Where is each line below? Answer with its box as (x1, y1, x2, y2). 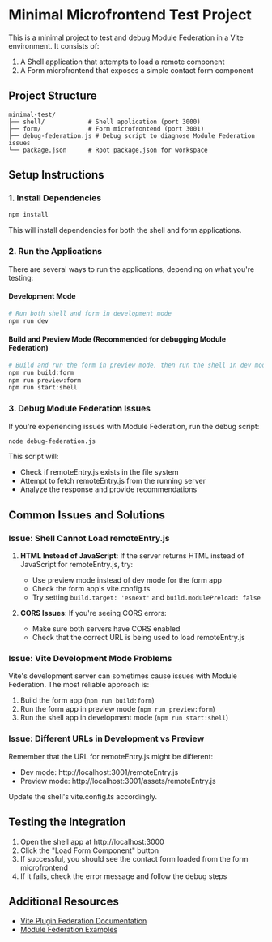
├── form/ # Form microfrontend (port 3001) (8, 124, 205, 133)
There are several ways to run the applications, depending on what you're (8, 264, 255, 273)
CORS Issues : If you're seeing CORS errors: (19, 609, 168, 618)
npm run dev (8, 316, 49, 325)
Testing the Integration (8, 815, 126, 829)
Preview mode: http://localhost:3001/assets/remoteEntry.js (19, 776, 216, 785)
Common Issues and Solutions (8, 508, 166, 522)
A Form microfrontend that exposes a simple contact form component (19, 65, 253, 75)
